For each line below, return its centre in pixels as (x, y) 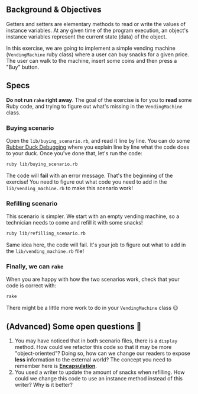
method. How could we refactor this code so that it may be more (93, 347)
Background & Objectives (54, 10)
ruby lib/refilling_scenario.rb (46, 233)
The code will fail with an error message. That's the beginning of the (90, 175)
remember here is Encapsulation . (56, 366)
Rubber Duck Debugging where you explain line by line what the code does (98, 147)
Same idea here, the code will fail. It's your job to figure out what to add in (96, 245)
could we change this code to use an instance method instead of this (99, 378)
